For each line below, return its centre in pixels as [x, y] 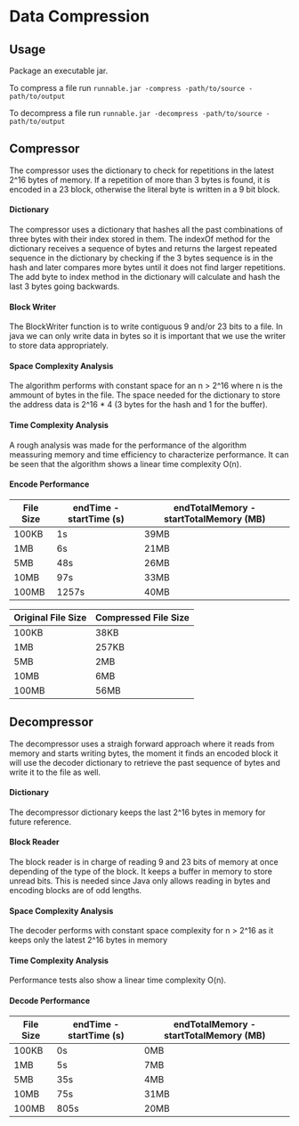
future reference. [40, 821]
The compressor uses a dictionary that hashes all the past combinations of [146, 230]
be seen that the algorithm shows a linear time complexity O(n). [125, 464]
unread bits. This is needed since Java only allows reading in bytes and [140, 881]
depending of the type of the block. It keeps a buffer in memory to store [141, 872]
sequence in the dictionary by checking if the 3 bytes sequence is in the [141, 258]
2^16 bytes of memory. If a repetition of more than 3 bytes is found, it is [140, 179]
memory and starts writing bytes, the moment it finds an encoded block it [144, 753]
